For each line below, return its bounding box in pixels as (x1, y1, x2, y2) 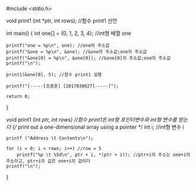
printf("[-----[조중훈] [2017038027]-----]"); (6, 83, 119, 89)
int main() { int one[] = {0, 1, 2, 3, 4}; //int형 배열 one (6, 30, 132, 37)
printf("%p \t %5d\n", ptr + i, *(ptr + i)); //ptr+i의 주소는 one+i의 (17, 152, 191, 158)
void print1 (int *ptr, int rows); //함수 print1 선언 (6, 17, 117, 24)
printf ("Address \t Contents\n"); (6, 135, 94, 141)
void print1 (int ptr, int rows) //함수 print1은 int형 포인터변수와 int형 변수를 (6, 116, 177, 123)
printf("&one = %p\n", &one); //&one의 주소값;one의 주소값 (6, 49, 148, 55)
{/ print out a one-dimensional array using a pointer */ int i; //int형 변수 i (12, 123, 184, 130)
